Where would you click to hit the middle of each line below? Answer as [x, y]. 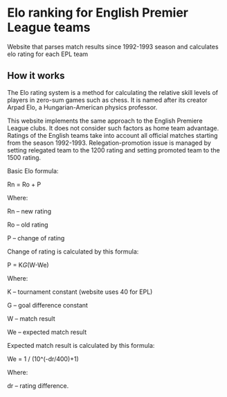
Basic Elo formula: [33, 170]
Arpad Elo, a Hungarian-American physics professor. [82, 107]
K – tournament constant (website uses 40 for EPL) [80, 292]
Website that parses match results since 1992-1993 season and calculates [113, 46]
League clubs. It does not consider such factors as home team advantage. [113, 128]
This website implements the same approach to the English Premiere [105, 121]
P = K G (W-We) [28, 265]
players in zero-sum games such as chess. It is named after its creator [107, 100]
